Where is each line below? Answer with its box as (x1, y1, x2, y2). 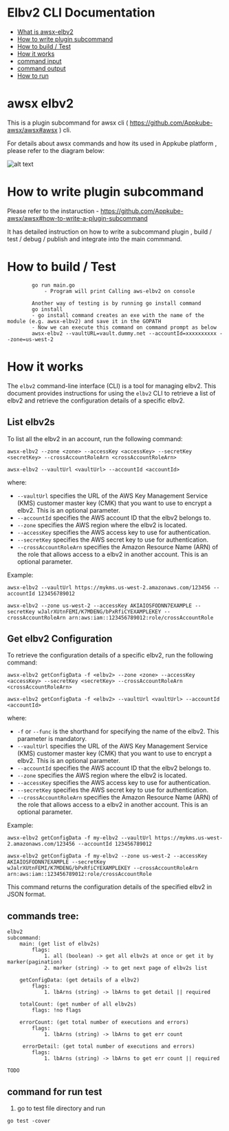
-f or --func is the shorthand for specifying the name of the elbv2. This (17, 727, 219, 735)
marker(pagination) (7, 959, 63, 966)
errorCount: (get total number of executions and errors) (19, 1019, 189, 1026)
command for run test (7, 1086, 102, 1097)
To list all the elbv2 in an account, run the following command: (7, 434, 183, 442)
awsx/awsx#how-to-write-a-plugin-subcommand (7, 214, 148, 222)
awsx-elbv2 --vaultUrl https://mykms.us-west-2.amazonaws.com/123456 (7, 584, 211, 591)
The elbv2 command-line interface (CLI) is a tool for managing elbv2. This (7, 381, 217, 390)
